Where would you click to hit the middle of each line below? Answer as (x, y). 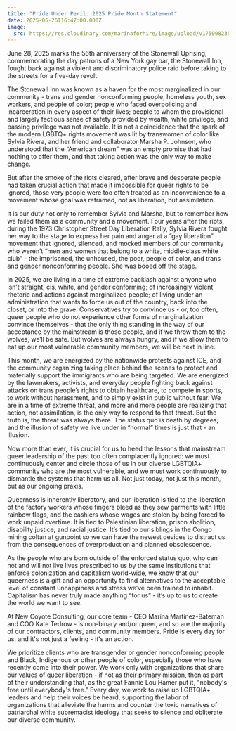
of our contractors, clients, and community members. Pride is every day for (116, 632)
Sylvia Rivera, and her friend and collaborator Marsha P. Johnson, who (110, 142)
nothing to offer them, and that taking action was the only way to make (110, 157)
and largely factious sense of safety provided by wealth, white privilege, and (118, 119)
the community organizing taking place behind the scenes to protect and (112, 368)
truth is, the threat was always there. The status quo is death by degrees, (113, 420)
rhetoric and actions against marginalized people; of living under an (105, 295)
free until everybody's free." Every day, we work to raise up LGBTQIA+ (109, 690)
